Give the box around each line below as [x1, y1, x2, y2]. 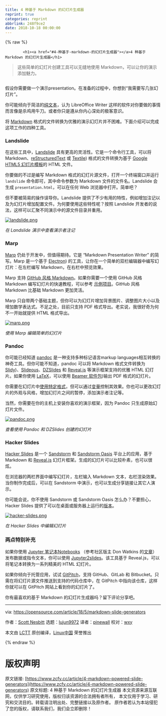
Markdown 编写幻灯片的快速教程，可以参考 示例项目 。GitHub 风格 [5, 281, 140, 287]
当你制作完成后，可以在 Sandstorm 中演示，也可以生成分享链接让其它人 [5, 480, 151, 486]
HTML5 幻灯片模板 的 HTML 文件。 [5, 162, 76, 168]
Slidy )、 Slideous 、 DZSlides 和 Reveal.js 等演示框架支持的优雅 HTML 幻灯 [5, 367, 154, 373]
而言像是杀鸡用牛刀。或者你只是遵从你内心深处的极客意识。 [5, 108, 126, 114]
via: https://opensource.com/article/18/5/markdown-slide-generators [5, 609, 146, 615]
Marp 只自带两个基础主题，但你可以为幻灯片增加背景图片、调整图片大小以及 [5, 297, 160, 303]
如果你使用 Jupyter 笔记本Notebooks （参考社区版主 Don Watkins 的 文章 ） [5, 548, 157, 554]
